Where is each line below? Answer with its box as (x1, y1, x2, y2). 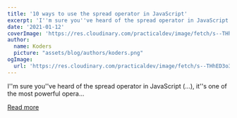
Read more (7, 103, 39, 111)
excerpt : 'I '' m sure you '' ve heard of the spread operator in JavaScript (7, 17, 229, 24)
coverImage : (7, 29, 42, 37)
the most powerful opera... (7, 89, 85, 98)
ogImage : (7, 56, 33, 63)
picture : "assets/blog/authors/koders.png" (13, 50, 143, 57)
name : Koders (13, 43, 52, 50)
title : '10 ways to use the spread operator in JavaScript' (7, 10, 188, 18)
